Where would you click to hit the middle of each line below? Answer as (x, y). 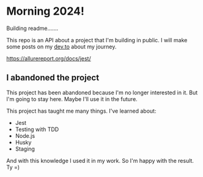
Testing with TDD (37, 129)
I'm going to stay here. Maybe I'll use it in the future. (72, 99)
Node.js (25, 135)
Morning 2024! (45, 11)
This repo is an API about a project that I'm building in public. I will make (97, 40)
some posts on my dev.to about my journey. (61, 47)
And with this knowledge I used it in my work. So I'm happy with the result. (100, 160)
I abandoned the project (53, 78)
